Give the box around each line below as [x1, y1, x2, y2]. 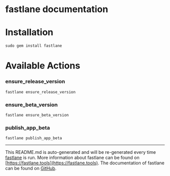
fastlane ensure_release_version [5, 89, 76, 94]
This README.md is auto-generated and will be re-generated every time [5, 149, 156, 155]
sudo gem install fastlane [5, 43, 62, 48]
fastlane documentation [5, 4, 108, 15]
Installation [5, 27, 54, 38]
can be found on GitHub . [5, 165, 57, 171]
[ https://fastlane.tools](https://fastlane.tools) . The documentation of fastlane [5, 160, 164, 166]
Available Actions [5, 60, 80, 72]
